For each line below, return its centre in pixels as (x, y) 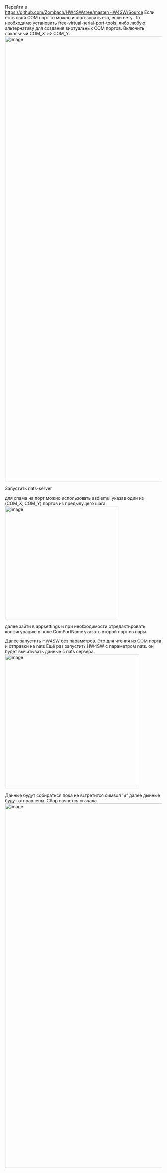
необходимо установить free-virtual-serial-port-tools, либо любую (75, 23)
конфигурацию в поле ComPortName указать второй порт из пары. (76, 631)
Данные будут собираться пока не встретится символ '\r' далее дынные (83, 795)
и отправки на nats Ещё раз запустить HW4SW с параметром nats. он (80, 646)
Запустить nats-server (29, 488)
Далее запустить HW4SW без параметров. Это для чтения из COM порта (83, 641)
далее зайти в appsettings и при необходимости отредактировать (75, 626)
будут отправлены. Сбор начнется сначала (51, 800)
